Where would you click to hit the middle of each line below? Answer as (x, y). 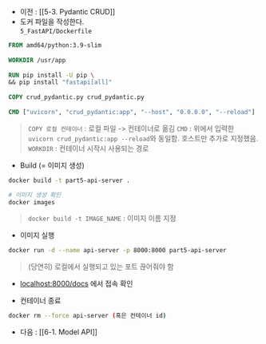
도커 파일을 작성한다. (52, 22)
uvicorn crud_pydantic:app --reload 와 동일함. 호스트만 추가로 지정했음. (143, 138)
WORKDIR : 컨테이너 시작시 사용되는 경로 (88, 148)
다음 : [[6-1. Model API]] (59, 332)
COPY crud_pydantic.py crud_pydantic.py (77, 97)
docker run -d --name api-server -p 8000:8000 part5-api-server (117, 251)
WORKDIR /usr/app (37, 60)
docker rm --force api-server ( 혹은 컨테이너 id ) (87, 316)
